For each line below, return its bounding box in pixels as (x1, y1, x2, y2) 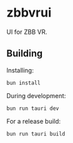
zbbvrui (6, 5, 52, 21)
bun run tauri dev (6, 105, 59, 112)
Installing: (6, 66, 34, 74)
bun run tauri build (6, 130, 66, 137)
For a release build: (6, 117, 61, 125)
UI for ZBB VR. (6, 28, 48, 36)
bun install (6, 79, 41, 86)
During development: (6, 91, 66, 99)
